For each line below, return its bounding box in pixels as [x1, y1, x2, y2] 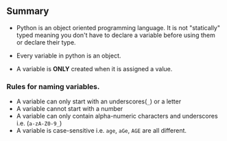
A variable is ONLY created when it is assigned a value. [16, 64, 173, 73]
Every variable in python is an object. [16, 51, 121, 60]
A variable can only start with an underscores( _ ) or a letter [16, 97, 182, 105]
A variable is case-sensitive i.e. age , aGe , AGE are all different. [16, 127, 187, 135]
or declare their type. [16, 38, 76, 47]
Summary [6, 5, 49, 17]
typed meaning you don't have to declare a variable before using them [16, 31, 215, 39]
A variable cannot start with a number [16, 105, 123, 113]
